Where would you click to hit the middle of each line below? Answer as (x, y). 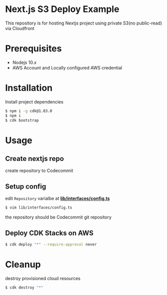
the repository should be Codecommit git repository (58, 217)
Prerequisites (34, 49)
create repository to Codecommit (39, 170)
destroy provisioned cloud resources (43, 278)
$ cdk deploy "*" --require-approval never (51, 244)
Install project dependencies (34, 101)
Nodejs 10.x (24, 62)
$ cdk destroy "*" (24, 287)
